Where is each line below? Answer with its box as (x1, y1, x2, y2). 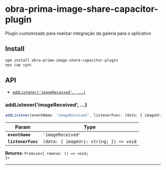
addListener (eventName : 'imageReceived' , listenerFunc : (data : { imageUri (5, 113, 163, 118)
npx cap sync (5, 62, 32, 67)
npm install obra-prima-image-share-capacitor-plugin (5, 58, 119, 63)
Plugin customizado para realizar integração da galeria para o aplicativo (5, 30, 152, 36)
